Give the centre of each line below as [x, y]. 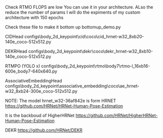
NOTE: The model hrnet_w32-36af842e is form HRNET [61, 101]
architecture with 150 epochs [34, 17]
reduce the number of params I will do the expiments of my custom [73, 12]
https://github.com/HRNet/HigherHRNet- [117, 115]
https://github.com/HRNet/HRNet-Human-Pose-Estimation [64, 106]
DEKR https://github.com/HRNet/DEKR [44, 130]
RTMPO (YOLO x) [23, 66]
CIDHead [14, 37]
